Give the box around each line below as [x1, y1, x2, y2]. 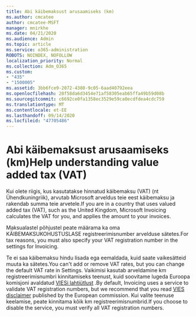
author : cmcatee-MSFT [6, 19, 59, 25]
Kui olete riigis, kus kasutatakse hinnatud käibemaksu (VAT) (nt [6, 188, 159, 195]
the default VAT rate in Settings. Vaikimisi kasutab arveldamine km [6, 267, 167, 274]
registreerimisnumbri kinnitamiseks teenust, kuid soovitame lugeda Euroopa [6, 273, 190, 280]
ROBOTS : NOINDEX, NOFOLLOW [6, 52, 72, 58]
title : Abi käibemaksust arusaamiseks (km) [6, 8, 115, 15]
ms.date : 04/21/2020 [6, 31, 57, 36]
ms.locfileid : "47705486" [6, 118, 69, 124]
